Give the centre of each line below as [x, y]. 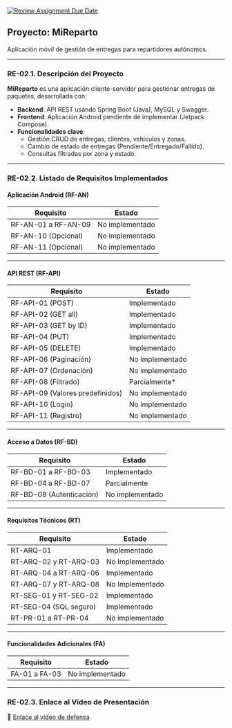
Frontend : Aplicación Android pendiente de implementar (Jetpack [111, 117]
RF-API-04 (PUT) [40, 337]
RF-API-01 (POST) [42, 303]
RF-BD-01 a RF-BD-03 [51, 471]
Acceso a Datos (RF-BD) [42, 442]
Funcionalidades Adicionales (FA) [56, 644]
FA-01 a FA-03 [36, 674]
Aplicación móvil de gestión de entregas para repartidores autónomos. [108, 49]
